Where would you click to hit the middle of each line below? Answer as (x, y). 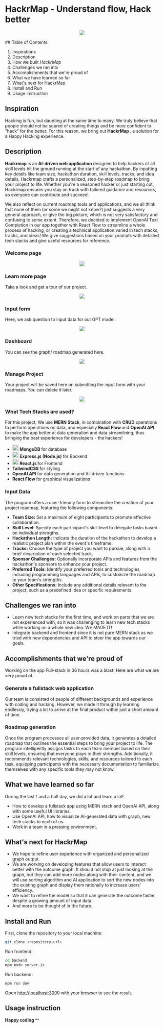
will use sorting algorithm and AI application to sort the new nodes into (83, 880)
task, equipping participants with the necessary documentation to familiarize (82, 764)
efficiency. (22, 890)
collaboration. (26, 522)
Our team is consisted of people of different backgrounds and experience (79, 699)
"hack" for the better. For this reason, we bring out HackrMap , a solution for (82, 131)
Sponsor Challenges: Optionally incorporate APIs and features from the (84, 559)
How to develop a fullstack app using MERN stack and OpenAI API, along (86, 806)
